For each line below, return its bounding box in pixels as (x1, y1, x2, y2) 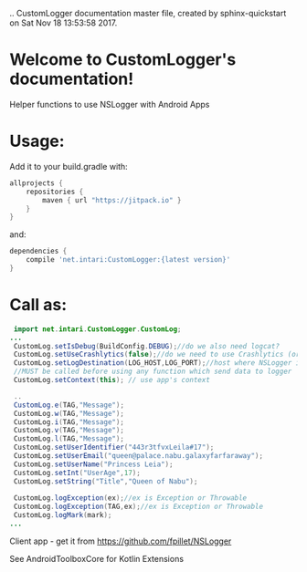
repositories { (26, 187, 84, 196)
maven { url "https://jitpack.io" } (42, 195, 182, 204)
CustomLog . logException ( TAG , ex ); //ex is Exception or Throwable (13, 502, 263, 512)
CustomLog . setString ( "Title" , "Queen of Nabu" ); (13, 476, 198, 486)
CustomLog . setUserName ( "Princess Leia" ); (13, 460, 174, 469)
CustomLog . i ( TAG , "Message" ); (13, 417, 125, 427)
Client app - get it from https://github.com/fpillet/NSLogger (9, 536, 232, 546)
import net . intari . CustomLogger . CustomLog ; (13, 324, 182, 334)
